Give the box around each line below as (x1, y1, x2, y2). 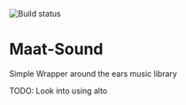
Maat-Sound (9, 40, 104, 59)
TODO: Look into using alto (9, 85, 108, 96)
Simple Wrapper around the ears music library (9, 68, 177, 79)
